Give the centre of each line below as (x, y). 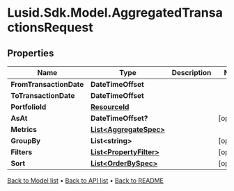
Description (192, 73)
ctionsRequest (50, 27)
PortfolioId (29, 107)
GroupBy (26, 141)
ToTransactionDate (43, 95)
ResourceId (110, 107)
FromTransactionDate (47, 84)
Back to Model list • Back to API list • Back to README (85, 181)
